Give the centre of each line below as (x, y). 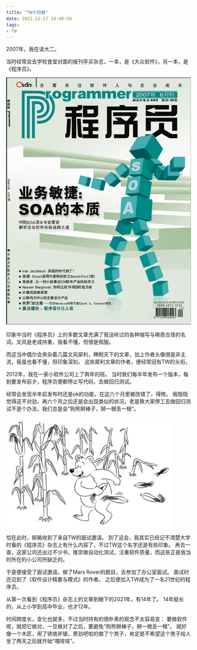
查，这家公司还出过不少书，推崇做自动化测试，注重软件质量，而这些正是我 (96, 553)
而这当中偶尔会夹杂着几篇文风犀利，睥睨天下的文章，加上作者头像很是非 (93, 355)
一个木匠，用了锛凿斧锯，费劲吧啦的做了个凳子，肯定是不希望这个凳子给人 (101, 634)
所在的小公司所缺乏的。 (39, 560)
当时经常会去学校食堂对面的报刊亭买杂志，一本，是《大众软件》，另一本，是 (97, 62)
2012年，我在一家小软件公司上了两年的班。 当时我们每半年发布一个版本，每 (97, 374)
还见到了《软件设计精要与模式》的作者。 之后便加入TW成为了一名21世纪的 (96, 580)
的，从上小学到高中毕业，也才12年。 (50, 607)
